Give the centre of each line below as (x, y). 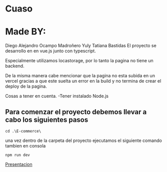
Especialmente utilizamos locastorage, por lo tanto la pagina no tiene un (79, 61)
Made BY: (25, 32)
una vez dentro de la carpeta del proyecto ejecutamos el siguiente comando (84, 140)
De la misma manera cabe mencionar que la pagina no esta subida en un (80, 76)
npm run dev (17, 155)
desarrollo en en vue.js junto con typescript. (50, 51)
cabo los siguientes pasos (47, 120)
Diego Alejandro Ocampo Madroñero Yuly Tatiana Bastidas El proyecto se (81, 46)
